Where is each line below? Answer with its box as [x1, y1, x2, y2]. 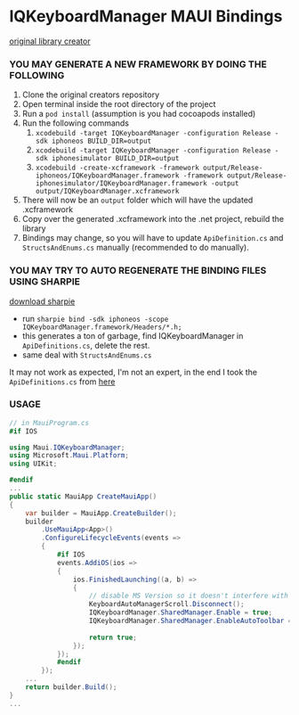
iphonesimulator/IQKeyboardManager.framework [35, 179, 207, 188]
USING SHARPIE [9, 275, 80, 288]
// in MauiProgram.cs [9, 418, 90, 427]
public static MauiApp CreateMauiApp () [9, 492, 158, 501]
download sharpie [9, 296, 76, 307]
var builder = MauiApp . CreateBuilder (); [25, 508, 177, 518]
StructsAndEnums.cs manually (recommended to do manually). [21, 242, 249, 253]
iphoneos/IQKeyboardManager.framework [35, 171, 180, 180]
